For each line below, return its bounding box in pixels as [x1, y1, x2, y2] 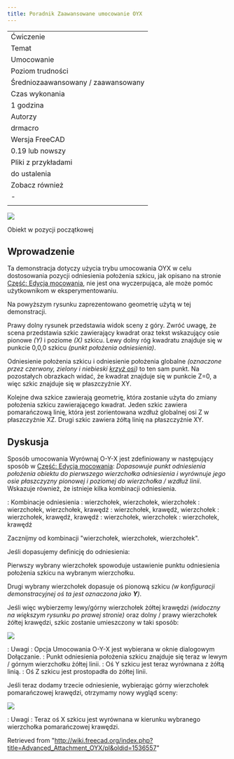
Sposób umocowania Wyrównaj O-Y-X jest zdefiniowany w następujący [7, 454, 214, 463]
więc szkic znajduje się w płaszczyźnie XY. [7, 380, 132, 388]
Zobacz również [11, 180, 64, 190]
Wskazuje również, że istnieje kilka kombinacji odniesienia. [7, 484, 177, 493]
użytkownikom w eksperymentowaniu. [7, 286, 118, 295]
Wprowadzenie [7, 246, 75, 258]
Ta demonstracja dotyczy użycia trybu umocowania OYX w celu [7, 264, 192, 272]
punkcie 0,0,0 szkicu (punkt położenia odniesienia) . [7, 343, 156, 352]
